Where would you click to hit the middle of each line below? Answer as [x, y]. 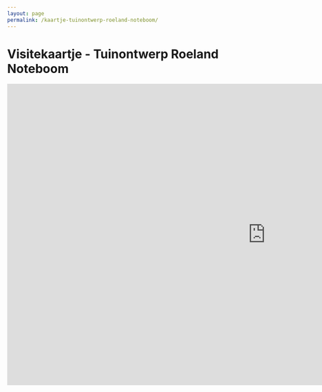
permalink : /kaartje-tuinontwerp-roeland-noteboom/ [83, 20]
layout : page [26, 13]
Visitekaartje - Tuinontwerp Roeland [113, 54]
